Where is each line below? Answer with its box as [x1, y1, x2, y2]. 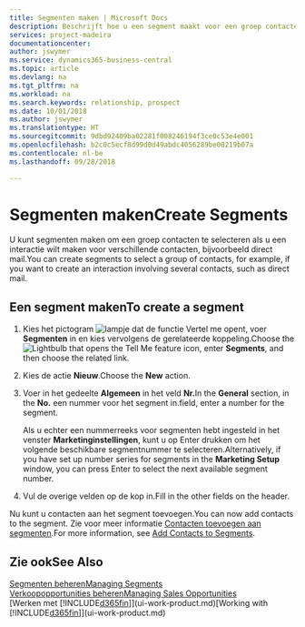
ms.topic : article [9, 65, 79, 74]
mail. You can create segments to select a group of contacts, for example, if [9, 254, 290, 265]
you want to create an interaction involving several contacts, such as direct [9, 263, 290, 274]
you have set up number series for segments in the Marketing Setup [22, 454, 280, 465]
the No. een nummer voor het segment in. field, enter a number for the [22, 398, 285, 409]
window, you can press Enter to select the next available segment [22, 463, 268, 474]
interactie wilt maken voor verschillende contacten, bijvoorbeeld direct [9, 244, 273, 255]
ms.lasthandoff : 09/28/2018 [9, 157, 116, 167]
